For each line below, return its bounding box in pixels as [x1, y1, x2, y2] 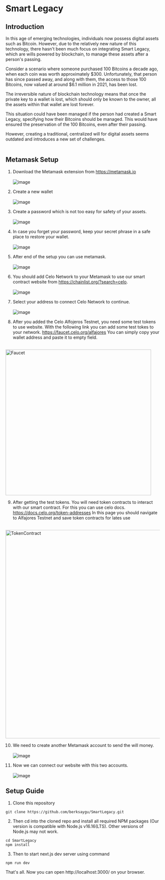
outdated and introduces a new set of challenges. [5, 136, 106, 142]
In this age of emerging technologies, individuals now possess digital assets [5, 35, 159, 41]
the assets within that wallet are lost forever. [5, 102, 94, 107]
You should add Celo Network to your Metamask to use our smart [12, 274, 145, 279]
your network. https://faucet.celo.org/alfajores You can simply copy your [12, 329, 160, 335]
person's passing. [5, 56, 42, 62]
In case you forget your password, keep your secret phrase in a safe [12, 228, 151, 234]
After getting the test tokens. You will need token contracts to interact [12, 499, 153, 505]
